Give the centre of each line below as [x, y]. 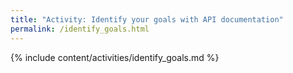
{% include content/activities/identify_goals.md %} [115, 57]
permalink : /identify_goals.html [80, 29]
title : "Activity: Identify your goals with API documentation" [147, 19]
